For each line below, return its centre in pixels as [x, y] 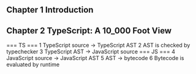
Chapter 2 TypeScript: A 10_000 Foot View [89, 31]
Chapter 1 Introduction [50, 10]
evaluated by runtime [33, 65]
